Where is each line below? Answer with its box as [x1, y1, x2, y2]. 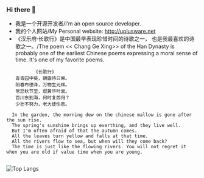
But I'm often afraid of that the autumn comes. [12, 128, 138, 134]
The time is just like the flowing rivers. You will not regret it [12, 144, 187, 150]
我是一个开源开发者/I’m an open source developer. [15, 20, 141, 27]
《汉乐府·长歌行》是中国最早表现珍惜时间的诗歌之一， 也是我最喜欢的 [15, 35, 189, 43]
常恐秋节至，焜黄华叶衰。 [15, 88, 70, 95]
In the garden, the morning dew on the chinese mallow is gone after [12, 112, 192, 118]
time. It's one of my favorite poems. [15, 56, 105, 63]
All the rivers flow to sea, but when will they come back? [12, 139, 167, 145]
